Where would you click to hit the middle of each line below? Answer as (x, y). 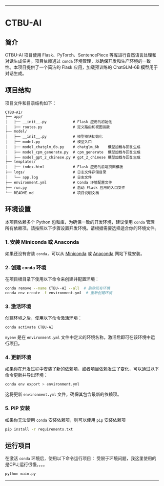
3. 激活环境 (18, 306)
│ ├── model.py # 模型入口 (48, 142)
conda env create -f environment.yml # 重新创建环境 (59, 293)
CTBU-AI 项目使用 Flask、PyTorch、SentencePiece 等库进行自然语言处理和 (81, 55)
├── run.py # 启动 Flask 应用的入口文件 (65, 188)
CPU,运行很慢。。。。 (28, 464)
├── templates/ (20, 162)
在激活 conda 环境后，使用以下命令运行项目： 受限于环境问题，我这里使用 (79, 459)
